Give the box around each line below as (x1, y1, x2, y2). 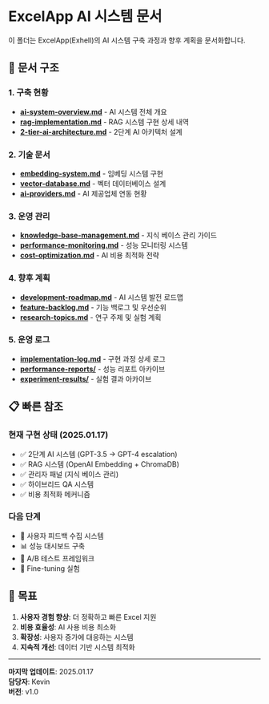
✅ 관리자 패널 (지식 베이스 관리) (19, 469, 119, 479)
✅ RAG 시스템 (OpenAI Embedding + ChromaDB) (19, 459, 180, 469)
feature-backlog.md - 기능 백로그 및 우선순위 (19, 302, 167, 312)
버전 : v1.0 (8, 686, 38, 696)
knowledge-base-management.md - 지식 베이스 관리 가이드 (19, 230, 218, 241)
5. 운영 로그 (8, 334, 50, 346)
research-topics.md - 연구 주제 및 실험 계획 (19, 312, 162, 322)
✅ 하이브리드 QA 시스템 (19, 479, 94, 489)
